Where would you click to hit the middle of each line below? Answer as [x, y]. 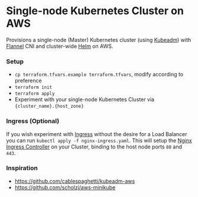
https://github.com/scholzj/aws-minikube [65, 187]
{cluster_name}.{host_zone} [49, 106]
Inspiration [22, 168]
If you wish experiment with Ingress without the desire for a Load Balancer [97, 134]
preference [28, 80]
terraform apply [35, 94]
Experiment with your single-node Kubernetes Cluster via [85, 99]
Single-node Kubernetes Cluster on [95, 11]
